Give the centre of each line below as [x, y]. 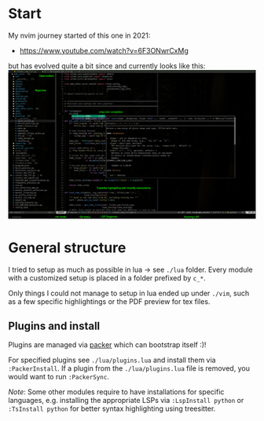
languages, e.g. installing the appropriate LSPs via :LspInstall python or [126, 401]
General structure [67, 247]
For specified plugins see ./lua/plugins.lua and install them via [112, 360]
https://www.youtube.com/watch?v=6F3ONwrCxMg [104, 50]
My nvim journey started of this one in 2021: [79, 35]
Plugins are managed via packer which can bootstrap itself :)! [107, 345]
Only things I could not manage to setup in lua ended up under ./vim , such [129, 293]
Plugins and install [54, 326]
